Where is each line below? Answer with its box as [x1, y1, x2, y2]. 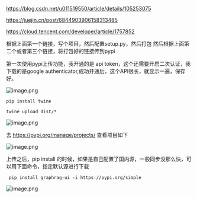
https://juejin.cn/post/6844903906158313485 [6, 17, 118, 23]
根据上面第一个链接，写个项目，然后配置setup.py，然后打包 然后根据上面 [6, 40, 185, 47]
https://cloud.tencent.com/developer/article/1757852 [6, 28, 135, 35]
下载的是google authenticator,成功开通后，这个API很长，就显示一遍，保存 [6, 68, 186, 75]
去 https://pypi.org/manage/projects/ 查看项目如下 [6, 132, 128, 138]
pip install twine [6, 98, 51, 104]
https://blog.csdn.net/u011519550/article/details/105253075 [6, 5, 151, 12]
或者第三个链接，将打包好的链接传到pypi [16, 47, 115, 55]
